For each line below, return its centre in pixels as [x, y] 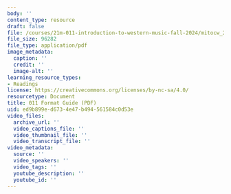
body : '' [20, 13]
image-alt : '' [33, 71]
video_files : [26, 116]
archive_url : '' [36, 122]
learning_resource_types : [44, 77]
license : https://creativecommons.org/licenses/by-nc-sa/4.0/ [98, 90]
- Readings [23, 84]
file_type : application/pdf [47, 45]
